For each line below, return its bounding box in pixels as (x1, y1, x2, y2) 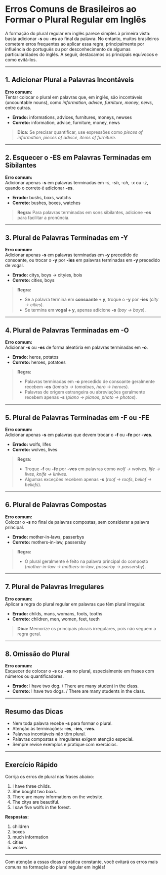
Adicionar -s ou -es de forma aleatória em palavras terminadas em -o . (5, 344, 148, 350)
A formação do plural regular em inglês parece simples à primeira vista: (5, 30, 151, 36)
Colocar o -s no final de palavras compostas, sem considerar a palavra (5, 519, 150, 525)
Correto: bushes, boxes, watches (12, 200, 81, 206)
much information (12, 834, 48, 840)
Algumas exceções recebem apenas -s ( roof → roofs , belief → (24, 477, 152, 482)
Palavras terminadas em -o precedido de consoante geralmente (24, 379, 155, 384)
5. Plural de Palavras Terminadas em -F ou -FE (5, 413, 150, 422)
